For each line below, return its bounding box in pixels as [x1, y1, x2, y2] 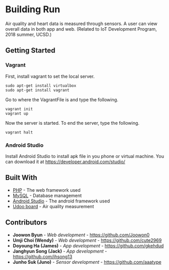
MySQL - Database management [12, 192, 82, 198]
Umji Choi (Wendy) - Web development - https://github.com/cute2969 [12, 237, 162, 243]
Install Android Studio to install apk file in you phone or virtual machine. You [5, 153, 164, 159]
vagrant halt [5, 129, 33, 135]
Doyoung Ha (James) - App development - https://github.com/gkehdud [12, 242, 164, 249]
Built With [5, 173, 37, 182]
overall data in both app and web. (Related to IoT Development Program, [5, 26, 157, 32]
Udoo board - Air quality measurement [12, 203, 94, 209]
